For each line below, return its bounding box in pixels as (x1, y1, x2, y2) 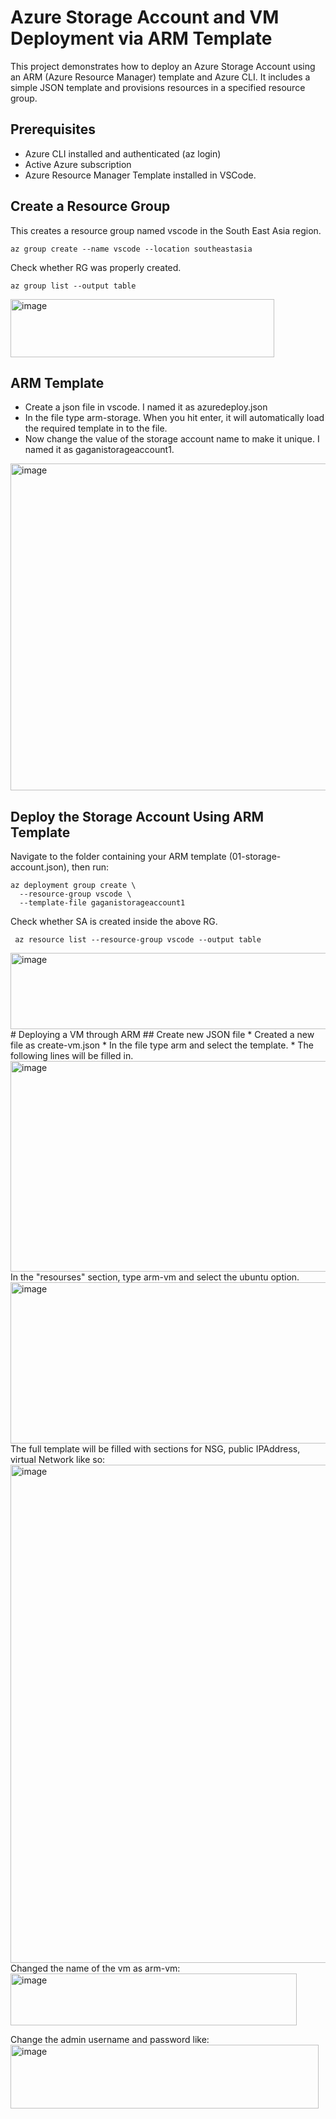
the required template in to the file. (24, 422, 168, 435)
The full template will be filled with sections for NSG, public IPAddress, (10, 1443, 301, 1455)
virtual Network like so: (10, 1454, 106, 1466)
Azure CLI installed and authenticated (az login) (24, 147, 222, 160)
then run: (71, 861, 110, 873)
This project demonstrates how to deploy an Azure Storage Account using (10, 60, 316, 72)
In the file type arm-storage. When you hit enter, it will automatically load (24, 412, 325, 424)
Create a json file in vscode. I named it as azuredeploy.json (24, 401, 268, 413)
